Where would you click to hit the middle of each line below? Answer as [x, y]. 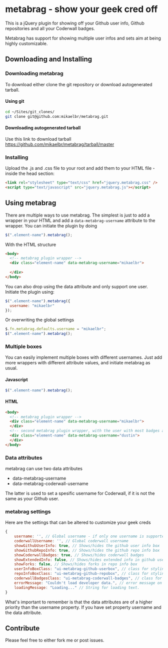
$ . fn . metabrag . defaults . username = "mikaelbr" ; [56, 329]
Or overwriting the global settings [39, 320]
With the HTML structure [31, 245]
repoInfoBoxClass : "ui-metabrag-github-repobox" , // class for [81, 574]
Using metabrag [31, 203]
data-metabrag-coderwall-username [50, 484]
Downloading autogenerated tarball [43, 128]
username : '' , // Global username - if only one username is [79, 536]
